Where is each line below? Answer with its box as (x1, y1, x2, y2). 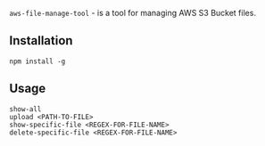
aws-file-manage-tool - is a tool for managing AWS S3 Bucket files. (9, 8, 257, 18)
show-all (9, 104, 42, 114)
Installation (9, 33, 73, 48)
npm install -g (9, 57, 66, 66)
